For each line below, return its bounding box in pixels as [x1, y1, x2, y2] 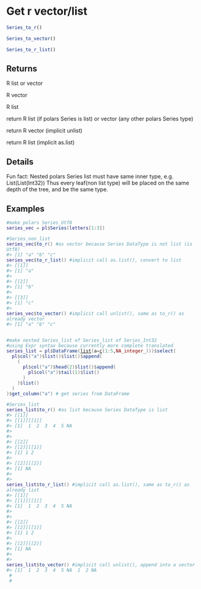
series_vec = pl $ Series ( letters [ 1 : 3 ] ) [6, 225, 105, 231]
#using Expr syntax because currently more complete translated [6, 343, 174, 349]
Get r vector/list [6, 4, 87, 18]
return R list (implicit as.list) [6, 139, 75, 146]
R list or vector [6, 79, 43, 87]
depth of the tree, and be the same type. [6, 186, 108, 193]
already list [6, 487, 40, 493]
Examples [6, 203, 45, 214]
